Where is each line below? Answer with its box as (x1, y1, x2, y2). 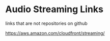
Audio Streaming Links (5, 4, 103, 15)
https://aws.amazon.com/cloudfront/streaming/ (5, 30, 105, 36)
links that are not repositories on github (5, 20, 88, 26)
